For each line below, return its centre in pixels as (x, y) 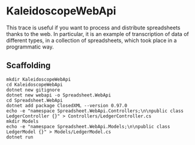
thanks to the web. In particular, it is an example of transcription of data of (97, 34)
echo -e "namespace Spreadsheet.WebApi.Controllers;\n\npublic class (95, 111)
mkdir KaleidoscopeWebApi (38, 79)
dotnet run (20, 137)
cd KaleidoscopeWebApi (34, 84)
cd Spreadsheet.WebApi (34, 100)
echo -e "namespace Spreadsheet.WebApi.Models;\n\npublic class (88, 126)
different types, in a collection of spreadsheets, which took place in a (91, 40)
